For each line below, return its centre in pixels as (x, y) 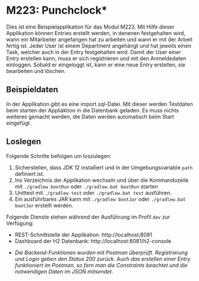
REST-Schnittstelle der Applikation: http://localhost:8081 (83, 235)
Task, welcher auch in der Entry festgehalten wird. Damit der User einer (94, 52)
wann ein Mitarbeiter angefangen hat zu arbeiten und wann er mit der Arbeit (99, 39)
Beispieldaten (32, 90)
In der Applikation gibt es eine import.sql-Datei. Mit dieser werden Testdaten (99, 104)
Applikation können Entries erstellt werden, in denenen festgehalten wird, (96, 33)
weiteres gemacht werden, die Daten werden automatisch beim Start (90, 116)
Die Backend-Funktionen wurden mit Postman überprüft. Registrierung (101, 252)
